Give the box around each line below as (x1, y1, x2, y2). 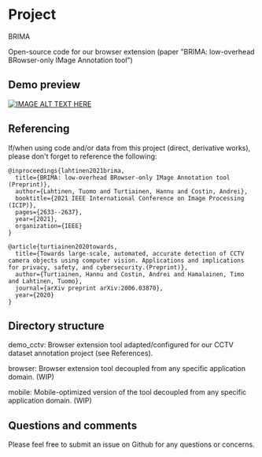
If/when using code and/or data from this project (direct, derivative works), (8, 143, 251, 152)
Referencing (8, 122, 70, 136)
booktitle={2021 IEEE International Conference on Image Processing (15, 194, 245, 202)
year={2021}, (15, 215, 58, 223)
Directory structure (8, 319, 105, 332)
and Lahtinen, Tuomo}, (8, 277, 83, 285)
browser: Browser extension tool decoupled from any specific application (8, 364, 246, 373)
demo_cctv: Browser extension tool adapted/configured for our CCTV (8, 340, 234, 350)
